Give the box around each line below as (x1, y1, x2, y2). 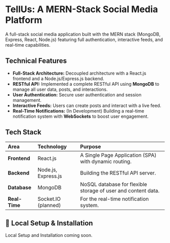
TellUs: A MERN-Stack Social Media (5, 4, 158, 15)
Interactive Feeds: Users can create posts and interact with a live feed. (12, 102, 161, 109)
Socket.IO (37, 195, 61, 202)
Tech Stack (5, 128, 41, 136)
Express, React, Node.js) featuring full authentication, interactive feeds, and (5, 37, 163, 43)
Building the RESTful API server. (80, 169, 156, 176)
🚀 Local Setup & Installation (5, 219, 93, 227)
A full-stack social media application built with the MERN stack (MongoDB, (5, 31, 161, 37)
